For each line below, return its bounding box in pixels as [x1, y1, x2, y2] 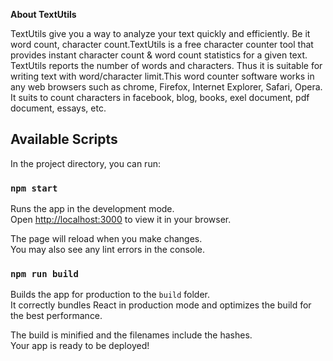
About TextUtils [10, 9, 77, 20]
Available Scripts [10, 131, 118, 148]
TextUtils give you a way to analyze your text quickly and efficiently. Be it [10, 28, 311, 39]
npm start [10, 182, 58, 194]
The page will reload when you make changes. [10, 233, 203, 245]
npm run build [10, 269, 79, 280]
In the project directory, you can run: [10, 157, 161, 169]
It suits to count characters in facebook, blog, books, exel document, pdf [10, 92, 310, 103]
